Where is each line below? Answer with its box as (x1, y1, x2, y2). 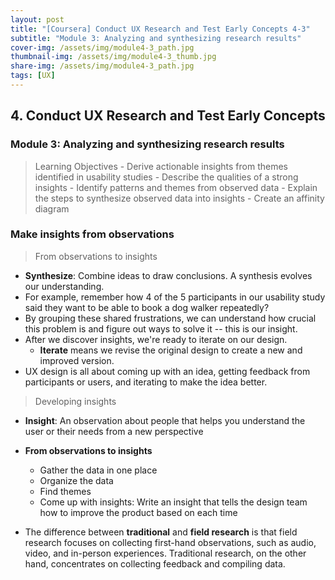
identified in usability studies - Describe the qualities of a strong (34, 171, 299, 183)
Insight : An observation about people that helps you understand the (24, 414, 306, 426)
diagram (34, 202, 70, 215)
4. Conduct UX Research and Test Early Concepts (10, 107, 326, 125)
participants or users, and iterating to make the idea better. (24, 376, 268, 388)
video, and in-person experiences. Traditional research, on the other (24, 547, 307, 559)
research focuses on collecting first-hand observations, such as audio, (24, 536, 317, 548)
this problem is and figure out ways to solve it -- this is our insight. (24, 322, 298, 335)
